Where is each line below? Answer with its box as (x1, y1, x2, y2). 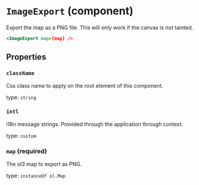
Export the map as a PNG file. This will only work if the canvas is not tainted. (6, 24, 194, 31)
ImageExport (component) (6, 4, 134, 18)
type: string (6, 94, 37, 101)
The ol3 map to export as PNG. (6, 161, 82, 168)
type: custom (6, 132, 37, 139)
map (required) (6, 147, 48, 155)
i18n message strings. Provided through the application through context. (6, 121, 184, 128)
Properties (6, 52, 46, 62)
